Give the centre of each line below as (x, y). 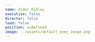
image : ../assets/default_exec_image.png (48, 32)
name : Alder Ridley (25, 9)
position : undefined (26, 28)
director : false (21, 18)
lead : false (17, 23)
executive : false (23, 14)
